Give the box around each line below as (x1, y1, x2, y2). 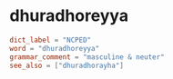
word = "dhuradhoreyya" (9, 44, 100, 53)
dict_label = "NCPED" (9, 35, 92, 44)
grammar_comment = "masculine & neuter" (9, 52, 166, 62)
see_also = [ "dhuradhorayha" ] (9, 61, 125, 70)
